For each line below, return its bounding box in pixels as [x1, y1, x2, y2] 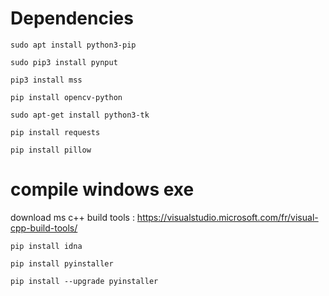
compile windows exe [10, 178, 195, 201]
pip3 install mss [10, 75, 83, 85]
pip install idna [10, 241, 83, 251]
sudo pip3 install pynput [10, 57, 118, 67]
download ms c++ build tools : [10, 211, 135, 223]
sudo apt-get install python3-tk [10, 110, 150, 120]
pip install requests [10, 127, 101, 137]
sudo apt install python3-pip [10, 40, 137, 50]
